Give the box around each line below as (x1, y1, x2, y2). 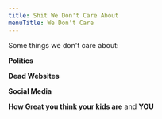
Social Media (8, 86, 52, 95)
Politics (8, 56, 34, 65)
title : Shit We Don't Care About (8, 11, 119, 20)
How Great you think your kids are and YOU (8, 102, 155, 111)
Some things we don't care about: (8, 40, 119, 50)
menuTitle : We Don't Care (8, 19, 94, 27)
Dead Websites (8, 71, 60, 80)
